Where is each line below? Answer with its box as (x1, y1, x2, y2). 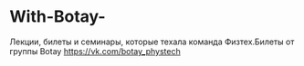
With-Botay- (9, 6, 107, 27)
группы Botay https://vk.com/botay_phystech (9, 45, 181, 56)
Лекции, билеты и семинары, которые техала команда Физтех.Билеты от (9, 36, 295, 47)
